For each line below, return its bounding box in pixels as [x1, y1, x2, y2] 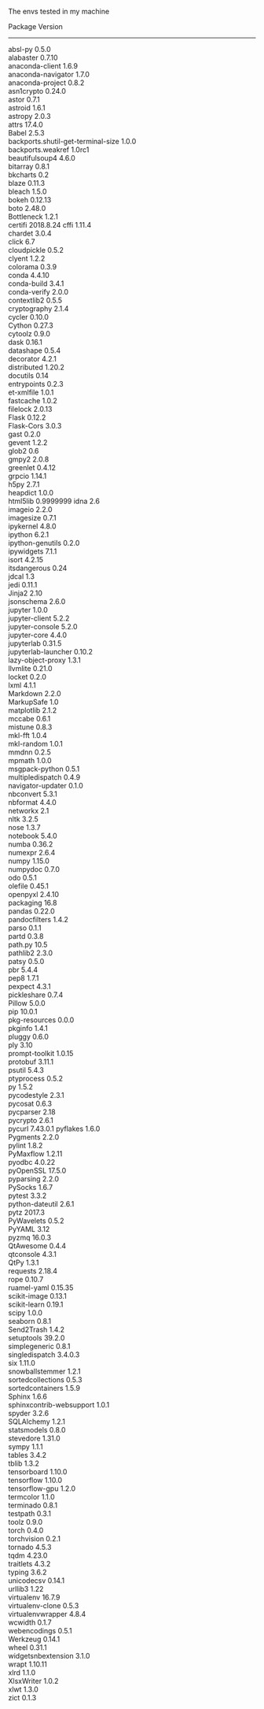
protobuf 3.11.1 [8, 1057, 53, 1066]
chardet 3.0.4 [8, 228, 52, 238]
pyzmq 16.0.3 [8, 1233, 52, 1242]
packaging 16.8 [8, 898, 57, 907]
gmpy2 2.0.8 [8, 454, 49, 464]
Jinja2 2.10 [8, 588, 43, 598]
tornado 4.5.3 [8, 1543, 53, 1551]
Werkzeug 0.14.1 [8, 1634, 60, 1644]
